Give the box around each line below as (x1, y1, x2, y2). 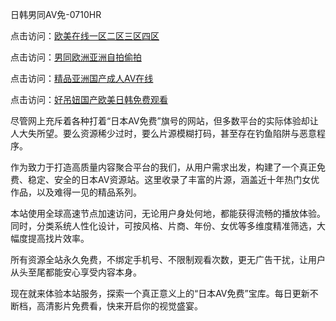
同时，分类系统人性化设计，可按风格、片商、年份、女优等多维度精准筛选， (10, 220, 317, 232)
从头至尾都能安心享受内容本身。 (10, 266, 142, 278)
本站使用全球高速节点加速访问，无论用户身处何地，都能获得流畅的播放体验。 (10, 208, 326, 219)
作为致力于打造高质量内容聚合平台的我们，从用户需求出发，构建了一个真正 (10, 161, 317, 173)
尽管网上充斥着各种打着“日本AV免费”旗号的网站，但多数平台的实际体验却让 (10, 115, 319, 127)
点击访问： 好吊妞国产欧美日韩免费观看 (10, 94, 168, 105)
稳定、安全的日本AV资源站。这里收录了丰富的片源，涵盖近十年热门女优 (27, 174, 320, 185)
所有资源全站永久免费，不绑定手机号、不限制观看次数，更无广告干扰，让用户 (10, 254, 326, 265)
